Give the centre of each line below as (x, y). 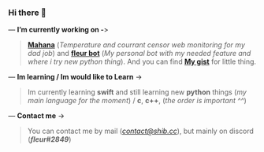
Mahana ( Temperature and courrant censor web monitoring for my (136, 45)
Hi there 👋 (28, 13)
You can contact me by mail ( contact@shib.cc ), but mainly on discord (141, 131)
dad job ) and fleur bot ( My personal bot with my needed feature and (139, 54)
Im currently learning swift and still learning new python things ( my (137, 92)
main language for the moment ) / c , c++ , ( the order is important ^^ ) (137, 101)
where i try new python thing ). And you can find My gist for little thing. (142, 61)
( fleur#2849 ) (49, 139)
